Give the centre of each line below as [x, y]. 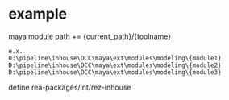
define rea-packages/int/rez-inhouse [70, 87]
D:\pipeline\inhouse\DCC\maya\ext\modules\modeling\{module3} [115, 72]
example [38, 14]
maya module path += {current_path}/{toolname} [90, 36]
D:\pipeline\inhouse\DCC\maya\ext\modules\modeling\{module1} [115, 58]
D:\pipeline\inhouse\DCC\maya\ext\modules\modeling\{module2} [115, 65]
